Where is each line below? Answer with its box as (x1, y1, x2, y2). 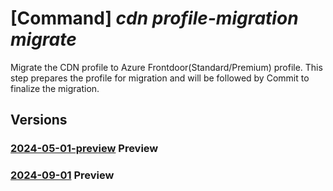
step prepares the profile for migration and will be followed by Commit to (10, 72, 310, 84)
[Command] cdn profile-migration (10, 7, 299, 30)
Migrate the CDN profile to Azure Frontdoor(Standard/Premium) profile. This (10, 61, 323, 73)
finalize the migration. (10, 82, 100, 94)
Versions (10, 112, 68, 129)
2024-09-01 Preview (10, 168, 115, 182)
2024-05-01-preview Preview (10, 142, 159, 156)
